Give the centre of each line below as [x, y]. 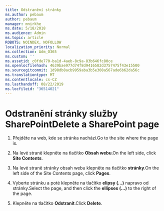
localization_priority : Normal [38, 47]
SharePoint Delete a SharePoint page [82, 124]
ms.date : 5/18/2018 [25, 28]
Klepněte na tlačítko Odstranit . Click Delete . [57, 203]
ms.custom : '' [20, 56]
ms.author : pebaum [24, 14]
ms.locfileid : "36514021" [32, 89]
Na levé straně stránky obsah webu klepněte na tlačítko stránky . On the [85, 168]
